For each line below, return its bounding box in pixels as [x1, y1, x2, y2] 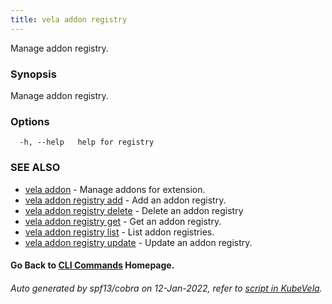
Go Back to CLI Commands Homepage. [10, 259, 175, 271]
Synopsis [10, 67, 57, 81]
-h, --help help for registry [19, 137, 155, 148]
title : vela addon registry [10, 14, 128, 25]
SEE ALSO [10, 161, 61, 175]
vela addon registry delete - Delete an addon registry [24, 204, 244, 216]
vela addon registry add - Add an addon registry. [24, 194, 227, 206]
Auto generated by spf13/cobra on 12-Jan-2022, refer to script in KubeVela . [10, 282, 323, 294]
